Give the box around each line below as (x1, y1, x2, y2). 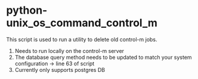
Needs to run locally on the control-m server (14, 47, 124, 54)
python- (6, 4, 48, 17)
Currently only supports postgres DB (14, 66, 106, 73)
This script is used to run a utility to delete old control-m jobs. (6, 36, 157, 43)
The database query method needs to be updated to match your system (14, 53, 192, 61)
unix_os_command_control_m (6, 16, 158, 30)
